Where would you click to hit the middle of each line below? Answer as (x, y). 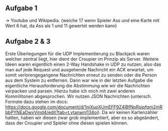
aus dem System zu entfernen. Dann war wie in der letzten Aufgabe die (79, 80)
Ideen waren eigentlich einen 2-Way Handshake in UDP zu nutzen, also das (83, 64)
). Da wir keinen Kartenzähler (128, 112)
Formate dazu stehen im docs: (37, 101)
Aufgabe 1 (21, 8)
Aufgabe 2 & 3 (28, 41)
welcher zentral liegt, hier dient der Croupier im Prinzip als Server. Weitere (82, 59)
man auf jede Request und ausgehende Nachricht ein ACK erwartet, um (79, 69)
